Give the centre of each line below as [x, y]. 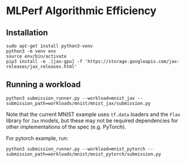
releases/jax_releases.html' [42, 66]
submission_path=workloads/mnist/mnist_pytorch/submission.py [84, 154]
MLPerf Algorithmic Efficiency [81, 11]
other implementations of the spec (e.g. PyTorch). [66, 127]
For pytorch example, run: [37, 138]
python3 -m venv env [31, 51]
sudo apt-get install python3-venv [50, 46]
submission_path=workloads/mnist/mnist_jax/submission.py [78, 103]
